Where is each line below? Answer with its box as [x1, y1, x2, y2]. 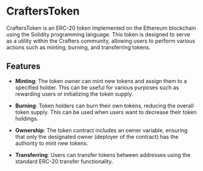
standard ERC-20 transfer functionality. [15, 158, 113, 165]
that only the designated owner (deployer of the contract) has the [15, 133, 179, 140]
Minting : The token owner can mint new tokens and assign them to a [15, 77, 187, 84]
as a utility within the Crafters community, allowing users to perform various [6, 37, 196, 44]
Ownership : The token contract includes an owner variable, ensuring [15, 126, 188, 134]
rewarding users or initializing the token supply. [15, 90, 133, 98]
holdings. [15, 115, 39, 122]
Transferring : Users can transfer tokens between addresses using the [15, 151, 191, 158]
